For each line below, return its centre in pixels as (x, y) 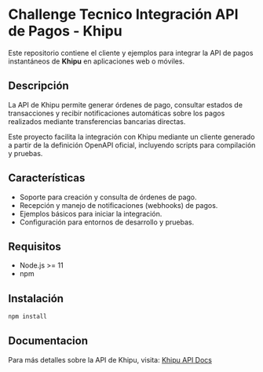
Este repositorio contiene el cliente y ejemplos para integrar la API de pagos (131, 53)
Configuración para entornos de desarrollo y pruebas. (107, 222)
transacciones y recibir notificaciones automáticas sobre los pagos (117, 113)
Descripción (38, 86)
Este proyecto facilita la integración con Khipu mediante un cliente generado (131, 137)
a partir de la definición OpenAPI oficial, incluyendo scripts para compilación (132, 145)
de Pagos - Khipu (66, 31)
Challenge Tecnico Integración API (123, 15)
